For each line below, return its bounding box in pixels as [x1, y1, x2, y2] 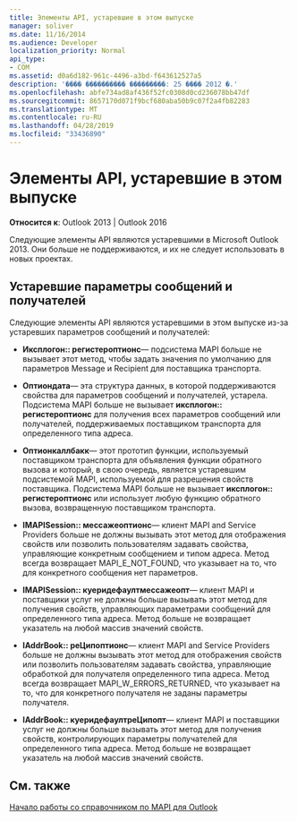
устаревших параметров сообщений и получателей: [9, 326, 210, 337]
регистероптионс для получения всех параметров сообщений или [21, 408, 281, 419]
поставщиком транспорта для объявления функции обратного [21, 454, 262, 466]
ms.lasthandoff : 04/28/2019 [9, 122, 115, 131]
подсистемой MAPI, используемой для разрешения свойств [21, 474, 254, 484]
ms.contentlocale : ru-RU [9, 113, 102, 122]
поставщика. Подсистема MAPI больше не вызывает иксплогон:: [21, 483, 273, 493]
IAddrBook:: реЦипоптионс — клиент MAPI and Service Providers [21, 639, 270, 650]
